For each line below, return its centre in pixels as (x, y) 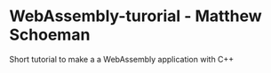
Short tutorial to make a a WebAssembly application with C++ (122, 59)
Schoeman (50, 35)
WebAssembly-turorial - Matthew (135, 16)
